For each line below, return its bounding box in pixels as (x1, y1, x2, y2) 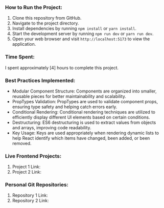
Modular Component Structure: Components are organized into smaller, (12, 88, 157, 94)
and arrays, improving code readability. (12, 124, 92, 130)
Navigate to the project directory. (12, 20, 79, 26)
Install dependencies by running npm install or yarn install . (12, 26, 137, 31)
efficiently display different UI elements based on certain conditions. (12, 114, 150, 120)
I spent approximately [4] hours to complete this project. (5, 64, 119, 70)
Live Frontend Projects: (5, 152, 62, 159)
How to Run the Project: (5, 4, 63, 11)
